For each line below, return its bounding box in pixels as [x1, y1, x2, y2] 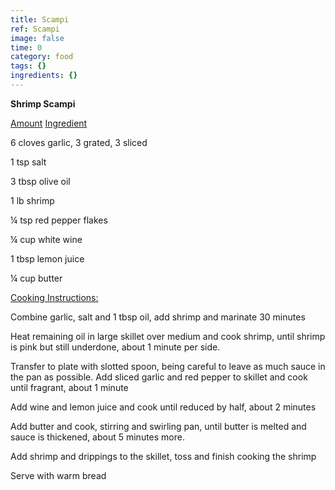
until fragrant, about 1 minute [10, 381, 129, 393]
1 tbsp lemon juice [10, 252, 85, 265]
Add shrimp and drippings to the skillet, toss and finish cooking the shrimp [10, 450, 317, 462]
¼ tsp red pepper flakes [10, 214, 108, 226]
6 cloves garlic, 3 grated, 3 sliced [10, 136, 148, 148]
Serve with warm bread [10, 469, 107, 481]
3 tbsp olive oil [10, 175, 71, 187]
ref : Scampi [10, 24, 60, 34]
